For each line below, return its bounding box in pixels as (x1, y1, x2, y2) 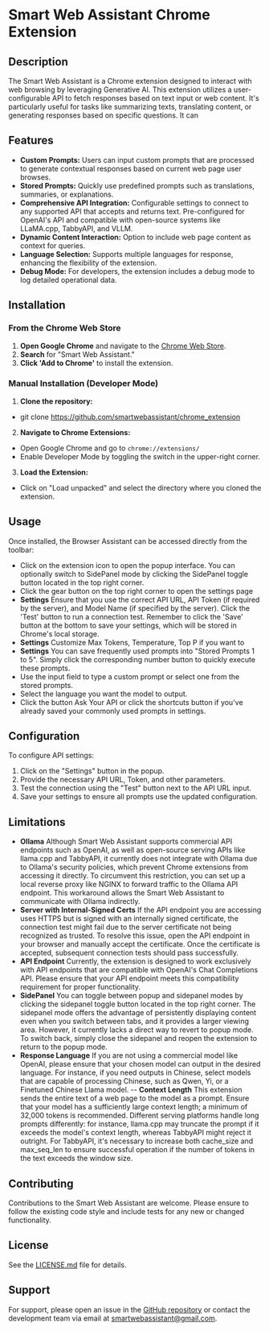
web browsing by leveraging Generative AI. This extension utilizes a (8, 85, 232, 94)
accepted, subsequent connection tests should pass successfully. (19, 948, 239, 958)
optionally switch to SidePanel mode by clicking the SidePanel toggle (19, 569, 249, 578)
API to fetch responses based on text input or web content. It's (51, 93, 259, 102)
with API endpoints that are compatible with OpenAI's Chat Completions (19, 965, 259, 975)
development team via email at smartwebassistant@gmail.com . (8, 1313, 218, 1323)
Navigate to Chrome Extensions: (19, 427, 131, 437)
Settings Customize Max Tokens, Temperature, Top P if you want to (19, 637, 245, 647)
